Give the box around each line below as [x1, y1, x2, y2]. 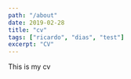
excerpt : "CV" [8, 41, 55, 48]
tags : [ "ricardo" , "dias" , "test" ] [8, 33, 125, 41]
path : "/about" [8, 11, 58, 20]
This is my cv [8, 62, 51, 71]
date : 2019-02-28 [8, 19, 65, 27]
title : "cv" [8, 26, 47, 34]
